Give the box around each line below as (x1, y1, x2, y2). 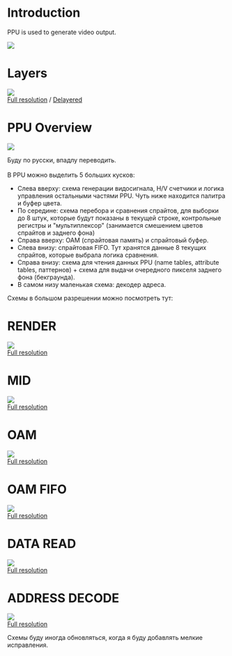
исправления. (7, 641, 49, 649)
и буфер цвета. (17, 198, 63, 207)
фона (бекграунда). (17, 273, 75, 281)
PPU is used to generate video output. (7, 28, 116, 36)
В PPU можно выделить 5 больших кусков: (7, 171, 135, 179)
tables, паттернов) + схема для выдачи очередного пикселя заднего (17, 265, 222, 274)
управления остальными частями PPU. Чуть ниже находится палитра (17, 192, 226, 200)
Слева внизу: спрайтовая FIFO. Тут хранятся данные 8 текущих (17, 243, 207, 251)
